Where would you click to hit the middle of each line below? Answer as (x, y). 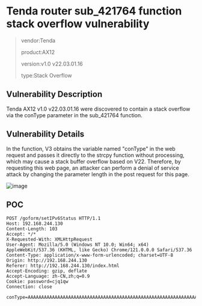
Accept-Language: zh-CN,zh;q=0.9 (48, 277)
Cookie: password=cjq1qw (37, 282)
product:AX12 (38, 52)
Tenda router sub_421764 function (94, 11)
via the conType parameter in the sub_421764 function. (74, 115)
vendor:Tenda (38, 40)
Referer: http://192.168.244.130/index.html (63, 266)
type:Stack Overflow (46, 75)
